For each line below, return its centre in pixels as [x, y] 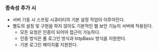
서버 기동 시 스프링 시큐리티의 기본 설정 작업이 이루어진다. [69, 20]
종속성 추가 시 [21, 7]
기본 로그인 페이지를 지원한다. [49, 45]
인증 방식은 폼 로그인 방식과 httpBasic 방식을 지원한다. [73, 38]
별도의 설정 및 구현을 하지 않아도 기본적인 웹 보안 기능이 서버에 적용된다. [83, 26]
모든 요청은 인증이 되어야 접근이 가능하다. [60, 32]
